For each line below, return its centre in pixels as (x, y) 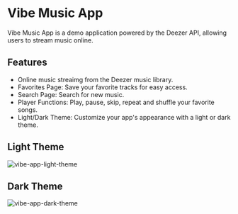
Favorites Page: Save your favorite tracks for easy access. (102, 87)
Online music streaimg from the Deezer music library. (95, 79)
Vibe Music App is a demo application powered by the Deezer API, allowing (117, 33)
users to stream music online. (50, 40)
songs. (27, 109)
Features (27, 63)
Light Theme (36, 147)
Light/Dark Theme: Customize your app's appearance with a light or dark (124, 117)
